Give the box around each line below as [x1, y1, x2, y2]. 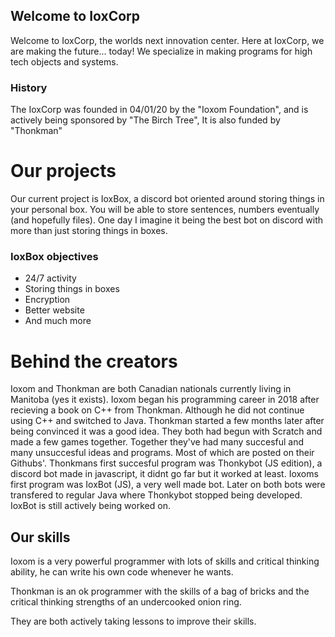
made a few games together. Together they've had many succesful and [10, 436, 305, 448]
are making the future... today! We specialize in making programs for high [10, 45, 313, 57]
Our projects [10, 160, 117, 183]
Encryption [24, 294, 71, 306]
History [10, 80, 48, 94]
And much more [24, 315, 92, 327]
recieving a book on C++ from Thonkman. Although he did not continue [10, 404, 305, 416]
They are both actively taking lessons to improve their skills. [10, 615, 257, 628]
